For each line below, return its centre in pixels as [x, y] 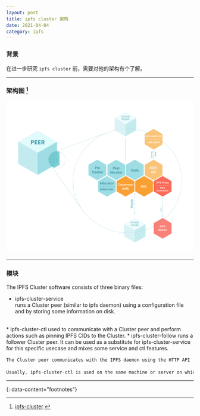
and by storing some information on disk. [65, 311]
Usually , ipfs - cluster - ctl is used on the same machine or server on [94, 372]
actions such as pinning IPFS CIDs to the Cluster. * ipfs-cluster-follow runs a [100, 335]
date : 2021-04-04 [28, 25]
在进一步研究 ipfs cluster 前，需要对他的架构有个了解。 [76, 68]
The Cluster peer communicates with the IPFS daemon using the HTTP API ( [101, 360]
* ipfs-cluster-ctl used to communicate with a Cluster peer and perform [94, 329]
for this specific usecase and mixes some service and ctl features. [87, 348]
